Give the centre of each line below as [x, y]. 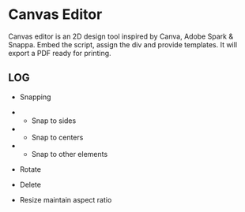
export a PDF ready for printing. [60, 53]
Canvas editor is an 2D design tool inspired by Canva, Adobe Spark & [121, 36]
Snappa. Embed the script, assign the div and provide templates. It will [123, 44]
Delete [30, 184]
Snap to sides [54, 121]
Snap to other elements [70, 154]
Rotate [30, 169]
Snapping [35, 97]
